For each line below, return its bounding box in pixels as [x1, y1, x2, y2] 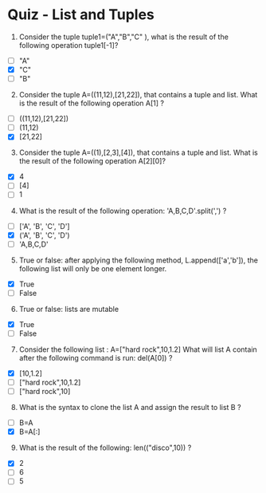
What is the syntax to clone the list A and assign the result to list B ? [18, 403, 241, 412]
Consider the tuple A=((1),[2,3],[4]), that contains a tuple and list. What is [18, 148, 258, 157]
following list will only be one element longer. [18, 263, 167, 273]
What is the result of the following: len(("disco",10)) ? [18, 443, 192, 452]
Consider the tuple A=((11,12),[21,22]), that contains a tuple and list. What [18, 90, 258, 100]
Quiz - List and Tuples [7, 6, 155, 24]
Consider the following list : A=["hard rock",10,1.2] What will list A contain [18, 345, 258, 354]
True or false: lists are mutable [18, 304, 119, 314]
